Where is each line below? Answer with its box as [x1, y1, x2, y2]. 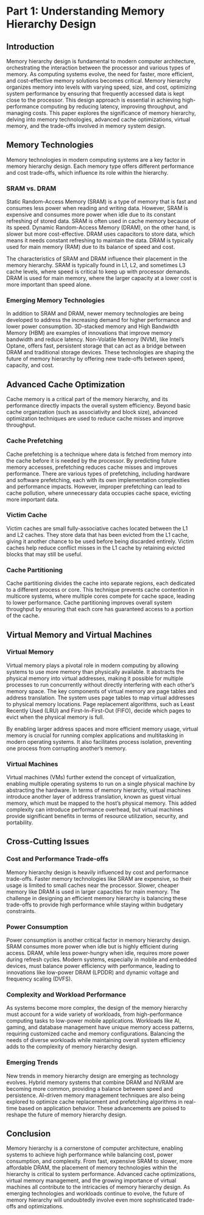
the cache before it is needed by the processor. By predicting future [6, 457, 177, 464]
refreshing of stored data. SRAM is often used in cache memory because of [6, 217, 196, 225]
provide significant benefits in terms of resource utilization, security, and [6, 813, 189, 820]
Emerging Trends [6, 1058, 58, 1066]
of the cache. [6, 612, 40, 619]
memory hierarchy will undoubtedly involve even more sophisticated [6, 1196, 178, 1203]
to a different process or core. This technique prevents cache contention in [6, 586, 195, 593]
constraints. [6, 907, 37, 914]
